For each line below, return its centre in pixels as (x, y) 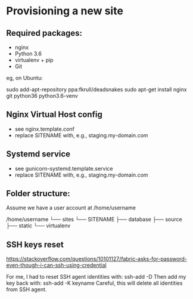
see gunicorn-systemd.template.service (64, 168)
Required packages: (44, 33)
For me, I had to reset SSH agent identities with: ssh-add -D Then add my (96, 277)
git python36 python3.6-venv (42, 96)
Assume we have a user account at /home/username (71, 208)
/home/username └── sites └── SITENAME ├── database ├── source (94, 220)
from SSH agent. (27, 289)
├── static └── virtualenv (38, 226)
